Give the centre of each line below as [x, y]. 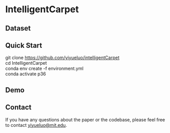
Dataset [18, 28]
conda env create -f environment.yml [44, 69]
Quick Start [24, 45]
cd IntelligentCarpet [26, 63]
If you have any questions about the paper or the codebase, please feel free [85, 119]
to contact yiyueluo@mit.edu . [36, 125]
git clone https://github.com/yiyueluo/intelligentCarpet [63, 58]
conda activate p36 [26, 74]
